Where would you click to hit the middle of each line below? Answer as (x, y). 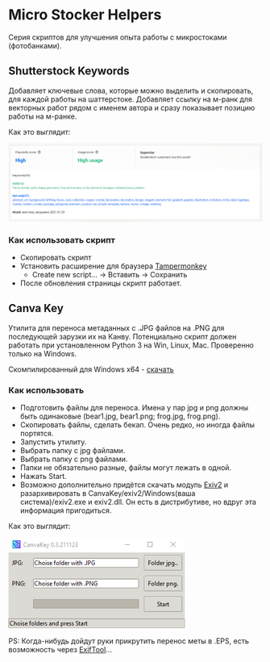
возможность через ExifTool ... (60, 650)
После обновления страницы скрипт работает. (101, 283)
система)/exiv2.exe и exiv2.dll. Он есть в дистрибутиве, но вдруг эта (138, 502)
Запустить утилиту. (53, 442)
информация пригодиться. (66, 510)
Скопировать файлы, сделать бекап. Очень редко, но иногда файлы (137, 425)
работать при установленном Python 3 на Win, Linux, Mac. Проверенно (131, 345)
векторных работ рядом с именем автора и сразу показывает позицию (132, 107)
